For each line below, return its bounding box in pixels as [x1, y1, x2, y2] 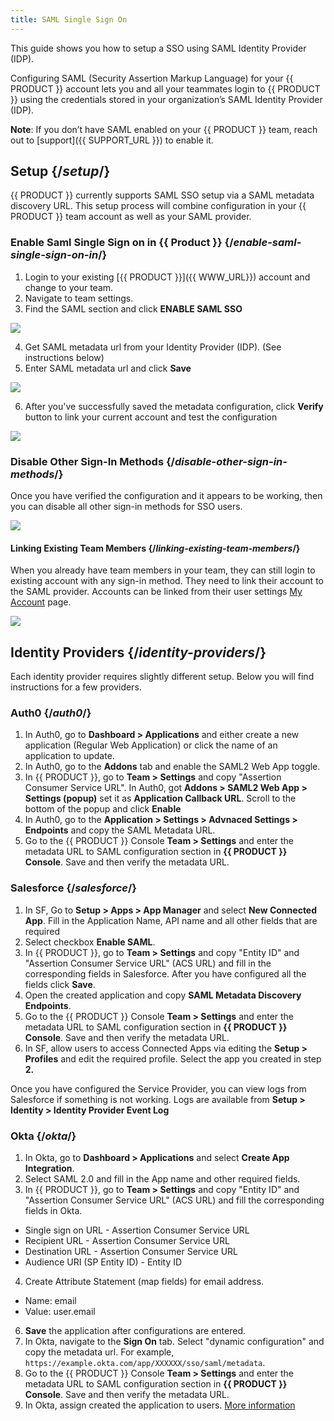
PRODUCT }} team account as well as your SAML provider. [10, 211, 252, 223]
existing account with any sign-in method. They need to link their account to [10, 575, 324, 587]
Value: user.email [24, 1305, 96, 1317]
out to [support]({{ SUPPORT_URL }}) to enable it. [10, 134, 214, 146]
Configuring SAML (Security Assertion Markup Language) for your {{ [10, 72, 294, 84]
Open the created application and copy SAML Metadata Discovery [24, 989, 302, 1001]
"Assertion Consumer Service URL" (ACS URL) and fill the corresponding [24, 1194, 325, 1206]
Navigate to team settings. [24, 292, 134, 304]
